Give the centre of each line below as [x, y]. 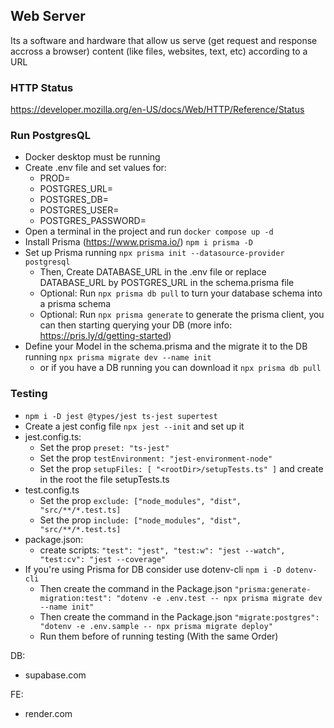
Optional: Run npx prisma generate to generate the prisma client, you [182, 315]
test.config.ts [52, 490]
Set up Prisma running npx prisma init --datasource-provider [154, 253]
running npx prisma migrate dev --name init [118, 357]
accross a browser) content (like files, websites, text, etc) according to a [159, 51]
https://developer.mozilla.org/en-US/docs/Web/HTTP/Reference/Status [157, 110]
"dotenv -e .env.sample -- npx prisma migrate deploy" [156, 626]
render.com [48, 713]
